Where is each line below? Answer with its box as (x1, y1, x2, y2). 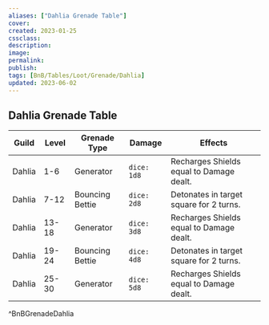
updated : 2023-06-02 (8, 79, 78, 87)
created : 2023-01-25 (8, 26, 78, 35)
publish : (8, 64, 38, 72)
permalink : (8, 57, 45, 65)
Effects (199, 137, 228, 148)
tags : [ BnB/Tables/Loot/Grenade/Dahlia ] (8, 71, 146, 79)
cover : (8, 19, 30, 27)
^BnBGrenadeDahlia (8, 309, 74, 319)
